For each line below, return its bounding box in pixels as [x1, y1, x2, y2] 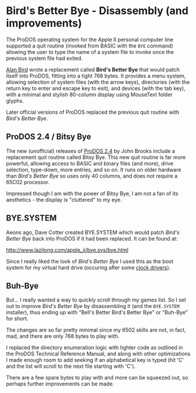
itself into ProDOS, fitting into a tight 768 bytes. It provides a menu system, [6, 72, 186, 79]
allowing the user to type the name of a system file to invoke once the [6, 48, 174, 55]
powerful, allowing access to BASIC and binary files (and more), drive [6, 160, 174, 167]
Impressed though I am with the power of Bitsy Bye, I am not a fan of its [6, 189, 178, 197]
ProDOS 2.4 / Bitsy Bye [6, 132, 92, 142]
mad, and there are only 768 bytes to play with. [6, 333, 120, 340]
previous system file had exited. [6, 55, 83, 62]
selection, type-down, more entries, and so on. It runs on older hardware [6, 166, 181, 173]
